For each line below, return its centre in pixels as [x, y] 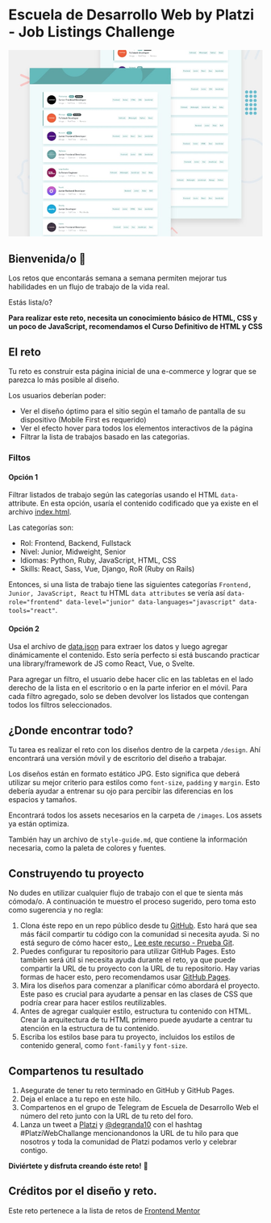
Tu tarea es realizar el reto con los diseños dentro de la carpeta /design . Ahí [134, 750]
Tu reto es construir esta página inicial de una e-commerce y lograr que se [132, 372]
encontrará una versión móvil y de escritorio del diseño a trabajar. [118, 759]
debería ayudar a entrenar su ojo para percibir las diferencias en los [121, 791]
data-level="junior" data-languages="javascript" [151, 602]
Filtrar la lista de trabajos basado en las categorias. [105, 437]
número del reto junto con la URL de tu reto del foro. [106, 1116]
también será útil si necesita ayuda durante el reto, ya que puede [128, 960]
